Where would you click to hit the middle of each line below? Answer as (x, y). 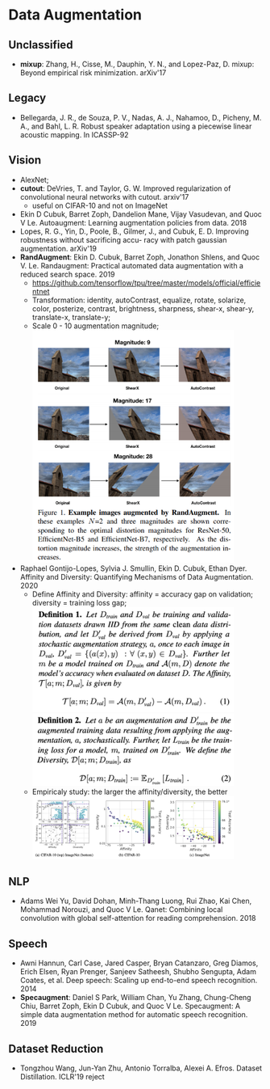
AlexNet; (34, 179)
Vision (25, 160)
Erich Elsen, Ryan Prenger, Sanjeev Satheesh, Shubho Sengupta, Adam (138, 972)
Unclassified (41, 45)
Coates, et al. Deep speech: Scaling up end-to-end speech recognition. (139, 981)
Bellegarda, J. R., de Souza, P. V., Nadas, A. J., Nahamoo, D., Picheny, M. (141, 117)
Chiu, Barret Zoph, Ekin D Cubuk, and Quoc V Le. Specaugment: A (130, 1006)
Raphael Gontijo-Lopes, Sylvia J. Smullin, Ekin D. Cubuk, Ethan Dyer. (133, 568)
